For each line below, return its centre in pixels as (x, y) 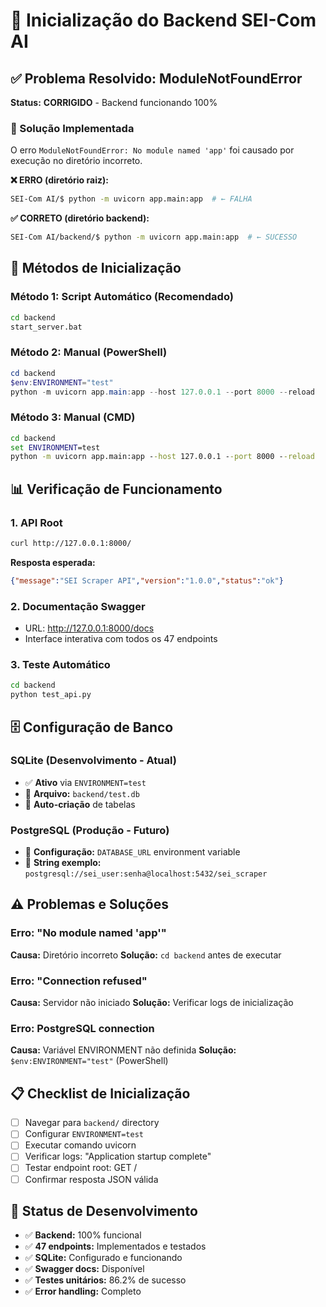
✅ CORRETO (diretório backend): (80, 218)
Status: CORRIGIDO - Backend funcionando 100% (114, 102)
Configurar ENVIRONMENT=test (84, 1134)
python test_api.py (51, 695)
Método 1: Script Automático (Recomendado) (122, 297)
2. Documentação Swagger (78, 606)
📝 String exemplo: (63, 863)
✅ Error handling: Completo (83, 1291)
